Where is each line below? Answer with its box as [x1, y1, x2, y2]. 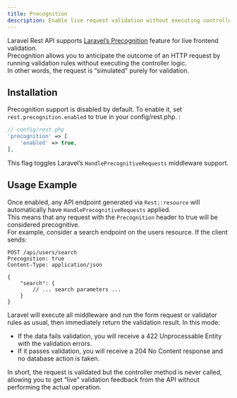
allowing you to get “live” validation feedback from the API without [7, 375, 200, 384]
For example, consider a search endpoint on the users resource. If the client [7, 228, 228, 236]
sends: [7, 235, 27, 244]
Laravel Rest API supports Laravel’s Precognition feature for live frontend [7, 36, 219, 44]
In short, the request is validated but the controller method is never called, [7, 368, 222, 376]
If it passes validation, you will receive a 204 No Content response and [17, 347, 224, 355]
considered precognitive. [7, 220, 80, 229]
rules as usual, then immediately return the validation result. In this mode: [7, 318, 220, 326]
